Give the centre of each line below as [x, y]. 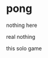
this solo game [24, 48]
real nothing [21, 36]
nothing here [22, 25]
